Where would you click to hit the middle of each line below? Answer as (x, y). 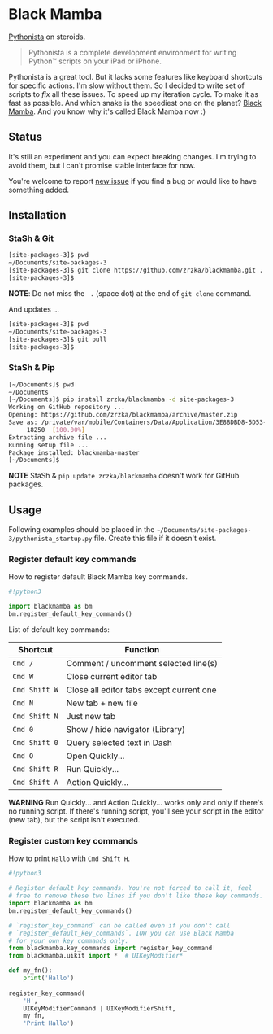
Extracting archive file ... (58, 437)
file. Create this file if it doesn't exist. (155, 539)
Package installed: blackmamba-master (74, 452)
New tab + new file (102, 703)
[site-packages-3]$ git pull (58, 339)
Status (26, 137)
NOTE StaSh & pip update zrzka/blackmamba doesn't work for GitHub (124, 476)
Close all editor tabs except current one (141, 690)
